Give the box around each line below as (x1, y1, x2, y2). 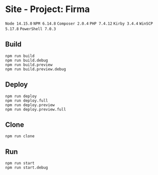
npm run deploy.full (5, 98, 49, 103)
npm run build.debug (5, 58, 49, 63)
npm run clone (5, 134, 35, 139)
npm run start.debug (5, 165, 49, 170)
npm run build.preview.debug (5, 66, 66, 71)
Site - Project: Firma (5, 4, 90, 15)
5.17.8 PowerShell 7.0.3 (5, 26, 56, 31)
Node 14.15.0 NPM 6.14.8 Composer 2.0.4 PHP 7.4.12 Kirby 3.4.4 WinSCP (5, 21, 153, 26)
